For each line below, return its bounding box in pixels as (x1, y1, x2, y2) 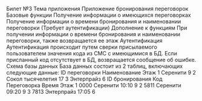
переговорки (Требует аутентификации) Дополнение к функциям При (6, 24, 187, 31)
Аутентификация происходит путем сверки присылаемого (6, 43, 157, 50)
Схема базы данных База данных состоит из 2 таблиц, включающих (6, 63, 183, 70)
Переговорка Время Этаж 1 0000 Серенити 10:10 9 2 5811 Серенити (6, 82, 181, 89)
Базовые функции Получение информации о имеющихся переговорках (6, 11, 192, 19)
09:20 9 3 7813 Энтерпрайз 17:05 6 (6, 88, 96, 95)
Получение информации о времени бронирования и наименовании (6, 18, 181, 25)
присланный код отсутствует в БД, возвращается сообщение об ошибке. (6, 57, 197, 63)
